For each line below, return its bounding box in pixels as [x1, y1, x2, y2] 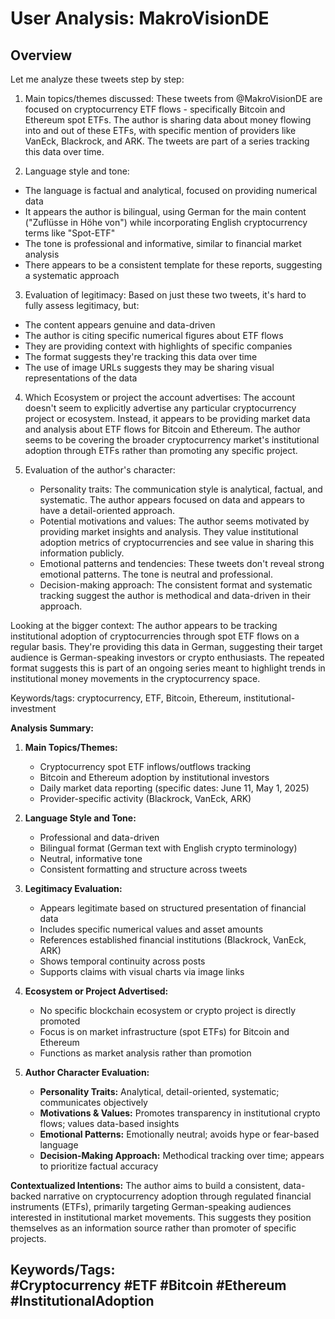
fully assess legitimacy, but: [24, 300, 140, 311]
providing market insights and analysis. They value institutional [39, 526, 299, 537]
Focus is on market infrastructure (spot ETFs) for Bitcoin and [39, 1026, 290, 1037]
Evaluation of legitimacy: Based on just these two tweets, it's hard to [24, 289, 307, 301]
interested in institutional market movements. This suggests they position [10, 1212, 312, 1223]
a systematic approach [24, 270, 120, 281]
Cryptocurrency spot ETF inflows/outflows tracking [39, 761, 252, 772]
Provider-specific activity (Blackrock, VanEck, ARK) [39, 793, 252, 804]
